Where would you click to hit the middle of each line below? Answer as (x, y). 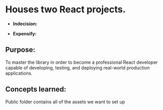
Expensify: (25, 33)
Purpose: (20, 50)
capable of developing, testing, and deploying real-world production (78, 67)
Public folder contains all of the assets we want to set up (65, 102)
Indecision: (25, 24)
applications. (19, 73)
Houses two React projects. (66, 10)
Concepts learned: (36, 89)
